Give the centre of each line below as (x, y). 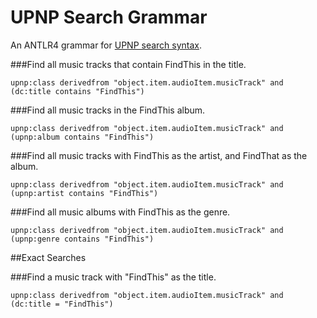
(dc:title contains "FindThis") (77, 91)
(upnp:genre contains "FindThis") (82, 239)
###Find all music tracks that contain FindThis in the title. (128, 64)
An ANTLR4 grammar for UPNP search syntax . (106, 45)
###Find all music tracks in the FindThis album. (108, 110)
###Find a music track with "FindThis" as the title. (113, 277)
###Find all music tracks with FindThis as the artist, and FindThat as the (159, 155)
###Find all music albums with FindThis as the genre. (120, 212)
